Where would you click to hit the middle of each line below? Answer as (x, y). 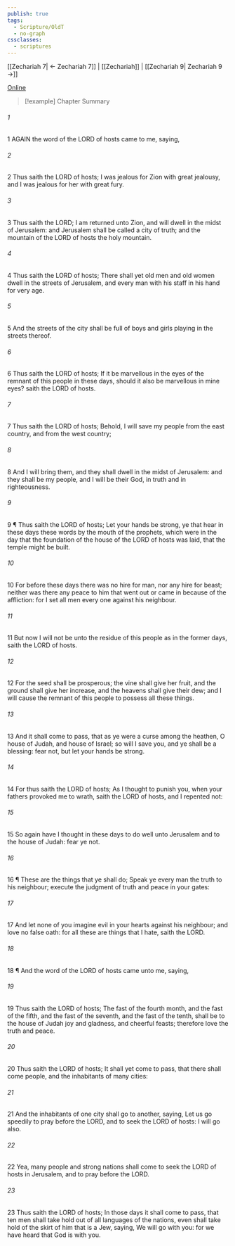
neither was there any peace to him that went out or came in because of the (117, 592)
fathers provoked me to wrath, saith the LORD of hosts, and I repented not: (115, 796)
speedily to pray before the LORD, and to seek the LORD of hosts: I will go (114, 1121)
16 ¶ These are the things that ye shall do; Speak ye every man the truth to (115, 879)
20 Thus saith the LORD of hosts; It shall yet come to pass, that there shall (114, 1069)
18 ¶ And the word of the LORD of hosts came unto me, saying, (98, 970)
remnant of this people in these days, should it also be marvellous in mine (113, 381)
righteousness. (29, 487)
